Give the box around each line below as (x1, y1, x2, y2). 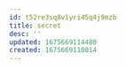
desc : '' (9, 29, 42, 38)
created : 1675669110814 (9, 46, 98, 55)
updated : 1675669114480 (9, 37, 98, 47)
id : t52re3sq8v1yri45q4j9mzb (9, 12, 117, 22)
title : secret (9, 21, 62, 30)
